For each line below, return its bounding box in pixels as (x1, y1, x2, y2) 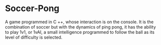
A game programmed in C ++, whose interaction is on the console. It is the (5, 19, 154, 25)
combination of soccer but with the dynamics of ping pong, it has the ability (5, 24, 156, 30)
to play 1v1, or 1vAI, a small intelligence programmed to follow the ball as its (5, 29, 155, 35)
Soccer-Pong (5, 3, 60, 14)
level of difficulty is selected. (5, 34, 63, 40)
